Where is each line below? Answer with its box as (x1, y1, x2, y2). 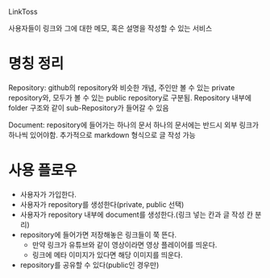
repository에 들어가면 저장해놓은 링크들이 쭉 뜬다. (19, 230, 177, 239)
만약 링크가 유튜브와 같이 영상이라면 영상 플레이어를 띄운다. (31, 239, 218, 249)
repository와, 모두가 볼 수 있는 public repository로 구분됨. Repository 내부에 (8, 93, 252, 102)
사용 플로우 (8, 161, 77, 180)
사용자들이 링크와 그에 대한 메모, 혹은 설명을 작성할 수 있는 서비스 (8, 23, 213, 33)
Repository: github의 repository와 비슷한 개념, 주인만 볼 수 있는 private (8, 82, 235, 92)
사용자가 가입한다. (19, 189, 77, 199)
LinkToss (8, 7, 38, 16)
